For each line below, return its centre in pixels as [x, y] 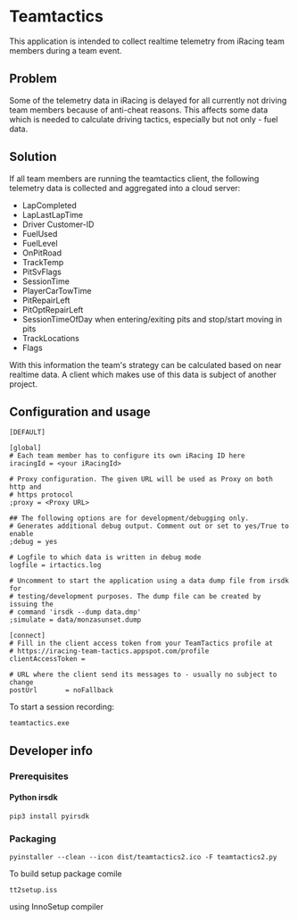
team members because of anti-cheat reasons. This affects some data [139, 110]
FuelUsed [40, 233]
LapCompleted [50, 205]
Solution [33, 157]
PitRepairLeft [46, 300]
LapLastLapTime [53, 214]
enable [21, 534]
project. [24, 384]
